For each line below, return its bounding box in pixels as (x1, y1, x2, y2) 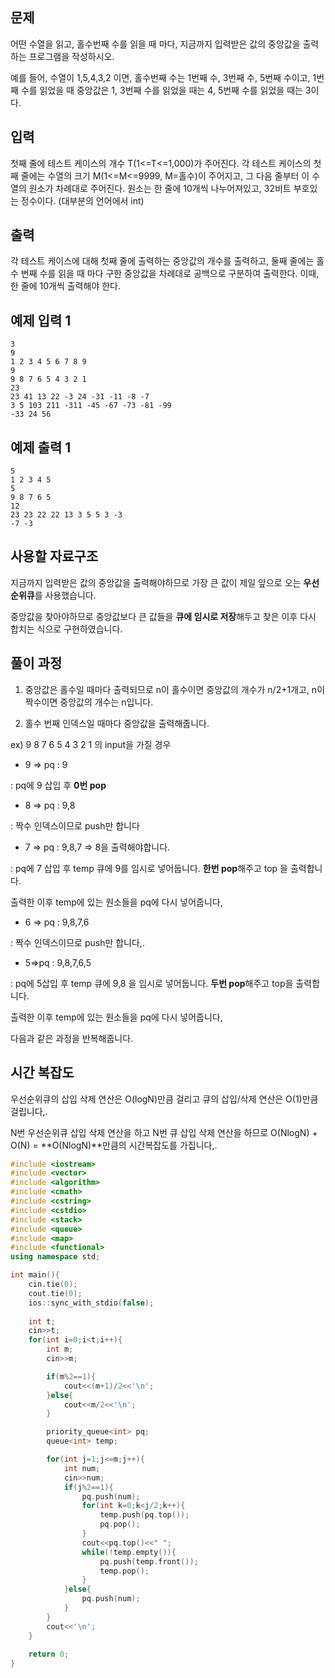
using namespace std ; (10, 1252, 101, 1262)
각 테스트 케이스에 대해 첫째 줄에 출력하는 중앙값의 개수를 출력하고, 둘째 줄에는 (10, 255, 315, 267)
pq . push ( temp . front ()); (99, 1556, 199, 1567)
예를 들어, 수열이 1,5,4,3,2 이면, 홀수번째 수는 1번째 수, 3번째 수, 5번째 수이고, (10, 71, 311, 83)
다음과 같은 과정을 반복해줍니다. (10, 1032, 134, 1044)
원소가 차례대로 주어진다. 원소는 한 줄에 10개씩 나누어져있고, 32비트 (28, 182, 292, 194)
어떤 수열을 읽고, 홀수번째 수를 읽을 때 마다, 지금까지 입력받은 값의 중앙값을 (10, 38, 301, 50)
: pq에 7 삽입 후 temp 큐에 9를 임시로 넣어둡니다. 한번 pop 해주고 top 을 (10, 862, 288, 874)
